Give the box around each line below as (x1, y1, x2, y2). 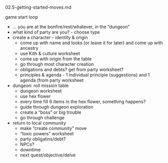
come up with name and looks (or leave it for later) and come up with (20, 40, 163, 46)
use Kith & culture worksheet (20, 50, 80, 56)
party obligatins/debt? (20, 136, 66, 142)
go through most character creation (20, 61, 94, 67)
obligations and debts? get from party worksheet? (20, 66, 124, 72)
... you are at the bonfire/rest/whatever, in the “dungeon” (12, 24, 130, 30)
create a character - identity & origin (12, 35, 88, 40)
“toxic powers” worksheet (20, 131, 74, 136)
